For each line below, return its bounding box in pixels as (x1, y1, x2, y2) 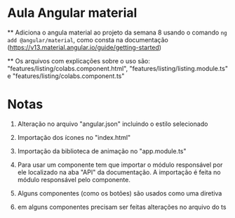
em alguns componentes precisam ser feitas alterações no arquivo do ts (17, 203, 227, 211)
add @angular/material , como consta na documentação (7, 35, 168, 44)
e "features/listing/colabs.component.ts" (7, 72, 125, 80)
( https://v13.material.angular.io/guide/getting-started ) (7, 43, 162, 51)
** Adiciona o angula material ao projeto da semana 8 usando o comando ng (7, 28, 227, 37)
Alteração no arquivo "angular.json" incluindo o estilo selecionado (17, 120, 208, 128)
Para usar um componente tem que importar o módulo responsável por (17, 160, 223, 169)
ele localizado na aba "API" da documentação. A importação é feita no (17, 167, 221, 177)
